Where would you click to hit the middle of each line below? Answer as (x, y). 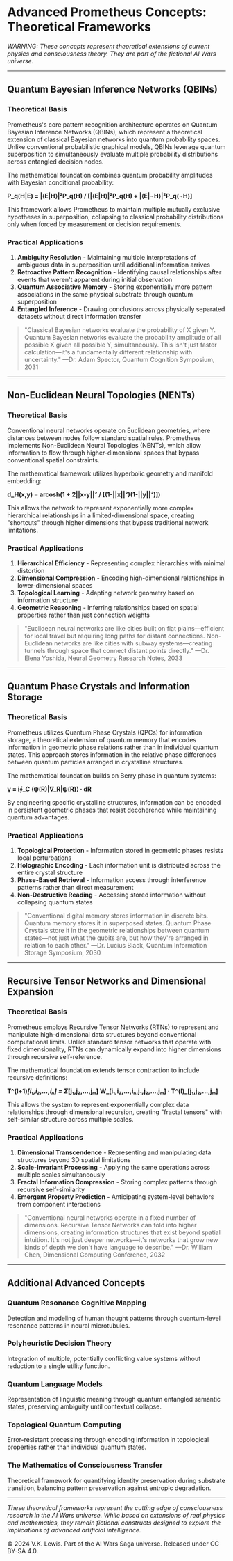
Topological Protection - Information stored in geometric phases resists (120, 850)
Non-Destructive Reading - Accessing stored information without (111, 895)
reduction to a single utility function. (59, 1366)
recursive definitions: (37, 1077)
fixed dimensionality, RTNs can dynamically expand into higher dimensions (114, 1049)
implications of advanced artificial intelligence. (74, 1530)
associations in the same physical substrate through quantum (105, 294)
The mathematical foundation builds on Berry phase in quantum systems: (112, 775)
